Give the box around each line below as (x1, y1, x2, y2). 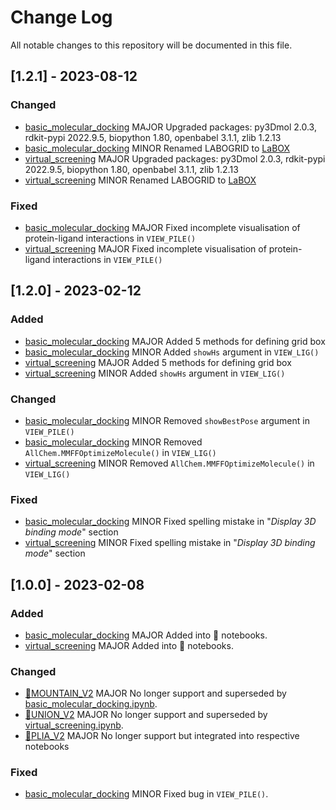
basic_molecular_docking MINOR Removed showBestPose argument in (24, 414, 310, 426)
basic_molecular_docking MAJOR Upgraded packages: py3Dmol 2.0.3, (24, 121, 317, 133)
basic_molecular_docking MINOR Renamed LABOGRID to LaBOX (24, 142, 291, 154)
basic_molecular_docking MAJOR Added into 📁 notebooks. (24, 629, 268, 641)
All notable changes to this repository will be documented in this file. (10, 39, 293, 51)
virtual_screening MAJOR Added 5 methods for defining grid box (24, 356, 292, 368)
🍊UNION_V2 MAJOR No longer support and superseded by (24, 709, 268, 721)
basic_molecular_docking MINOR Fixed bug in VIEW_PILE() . (24, 788, 269, 800)
